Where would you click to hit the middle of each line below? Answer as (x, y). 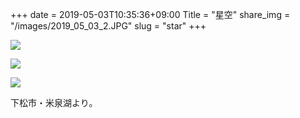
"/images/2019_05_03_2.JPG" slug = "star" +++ (108, 26)
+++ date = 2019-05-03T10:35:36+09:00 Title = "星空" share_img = (150, 14)
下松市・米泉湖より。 (54, 102)
